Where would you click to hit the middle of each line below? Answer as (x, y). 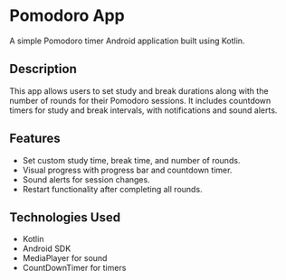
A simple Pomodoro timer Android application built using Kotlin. (127, 41)
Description (43, 69)
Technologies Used (65, 217)
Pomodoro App (67, 16)
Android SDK (47, 248)
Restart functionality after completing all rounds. (112, 189)
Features (35, 139)
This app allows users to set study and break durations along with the (139, 90)
